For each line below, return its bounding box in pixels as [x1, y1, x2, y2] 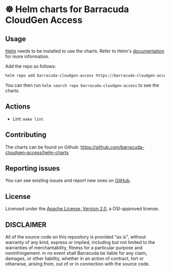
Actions [5, 103, 30, 111]
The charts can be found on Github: [5, 144, 80, 150]
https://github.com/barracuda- [80, 144, 145, 150]
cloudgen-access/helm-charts [5, 149, 69, 155]
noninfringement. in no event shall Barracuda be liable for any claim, [5, 250, 148, 256]
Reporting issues [5, 164, 60, 173]
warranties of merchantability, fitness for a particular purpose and [5, 245, 143, 251]
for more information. [5, 53, 50, 59]
